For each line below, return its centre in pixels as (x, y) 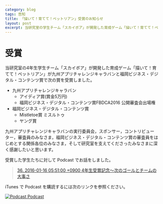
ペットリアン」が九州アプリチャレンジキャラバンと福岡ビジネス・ (84, 74)
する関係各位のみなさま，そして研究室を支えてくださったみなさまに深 (88, 143)
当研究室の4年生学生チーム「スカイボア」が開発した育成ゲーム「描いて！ (79, 68)
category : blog (20, 10)
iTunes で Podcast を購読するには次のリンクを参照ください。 (66, 187)
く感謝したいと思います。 (30, 150)
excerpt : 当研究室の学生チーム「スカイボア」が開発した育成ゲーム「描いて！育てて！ (80, 28)
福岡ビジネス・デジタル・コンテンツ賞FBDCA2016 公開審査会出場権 (87, 102)
